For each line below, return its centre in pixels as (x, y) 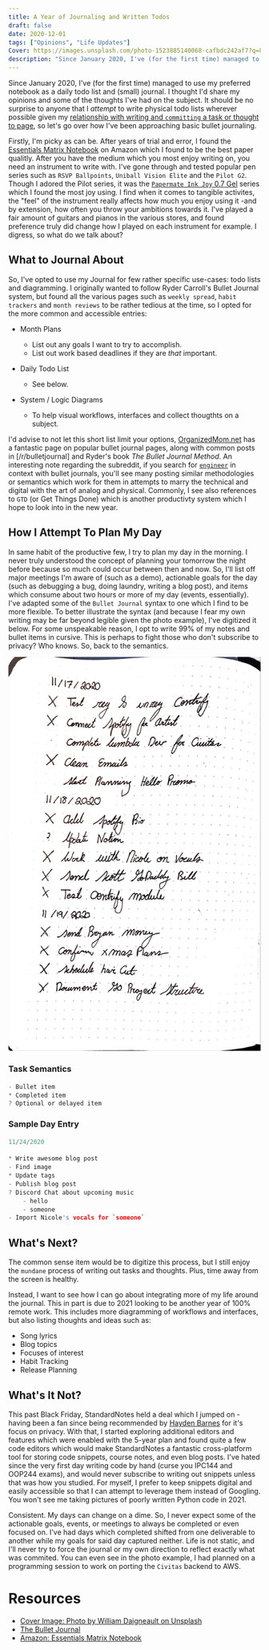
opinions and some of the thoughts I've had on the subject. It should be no (131, 100)
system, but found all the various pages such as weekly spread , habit (122, 296)
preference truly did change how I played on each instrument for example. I (132, 226)
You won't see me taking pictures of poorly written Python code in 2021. (127, 1499)
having (20, 1422)
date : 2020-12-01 (37, 34)
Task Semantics (40, 1069)
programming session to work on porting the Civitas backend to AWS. (125, 1566)
